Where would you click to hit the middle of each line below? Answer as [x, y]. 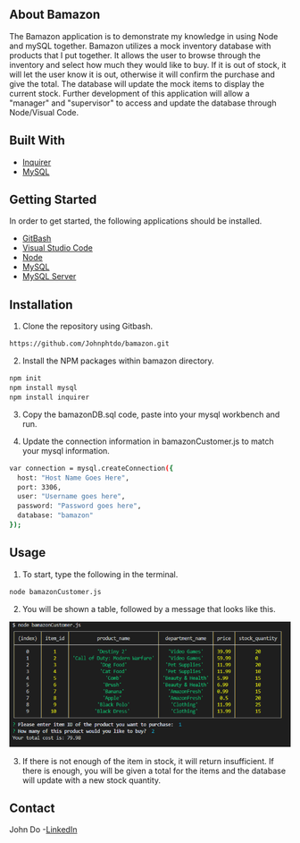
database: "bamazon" [55, 515]
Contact [32, 809]
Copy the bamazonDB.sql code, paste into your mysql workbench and [151, 414]
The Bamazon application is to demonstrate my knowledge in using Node [144, 36]
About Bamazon [55, 15]
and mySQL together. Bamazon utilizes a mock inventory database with [140, 46]
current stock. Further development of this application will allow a [129, 93]
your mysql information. [66, 450]
